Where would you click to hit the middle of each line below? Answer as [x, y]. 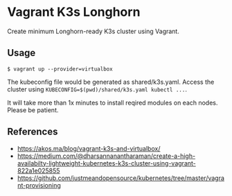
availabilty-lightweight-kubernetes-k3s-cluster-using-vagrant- [106, 163]
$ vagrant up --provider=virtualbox [60, 69]
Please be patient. [33, 110]
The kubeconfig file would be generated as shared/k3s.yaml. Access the [111, 82]
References [33, 132]
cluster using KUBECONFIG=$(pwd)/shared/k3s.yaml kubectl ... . [97, 89]
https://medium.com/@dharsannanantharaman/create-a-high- [106, 156]
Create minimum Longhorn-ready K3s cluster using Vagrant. [93, 31]
